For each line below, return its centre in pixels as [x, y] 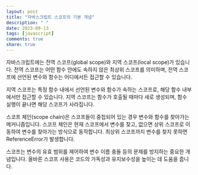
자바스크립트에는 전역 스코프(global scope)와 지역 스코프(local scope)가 [90, 62]
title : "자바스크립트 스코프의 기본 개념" [51, 17]
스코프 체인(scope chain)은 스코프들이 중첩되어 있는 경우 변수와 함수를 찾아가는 [98, 116]
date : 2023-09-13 [27, 28]
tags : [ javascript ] [30, 34]
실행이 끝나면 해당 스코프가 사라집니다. [50, 104]
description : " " [27, 22]
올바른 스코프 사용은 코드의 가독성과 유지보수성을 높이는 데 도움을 [103, 159]
